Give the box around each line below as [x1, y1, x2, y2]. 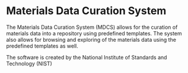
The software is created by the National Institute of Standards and [6, 54, 167, 61]
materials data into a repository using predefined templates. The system [6, 29, 182, 36]
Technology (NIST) [6, 60, 52, 67]
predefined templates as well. [6, 42, 79, 49]
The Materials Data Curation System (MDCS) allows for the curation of [6, 24, 178, 31]
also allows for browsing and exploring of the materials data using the [6, 36, 177, 43]
